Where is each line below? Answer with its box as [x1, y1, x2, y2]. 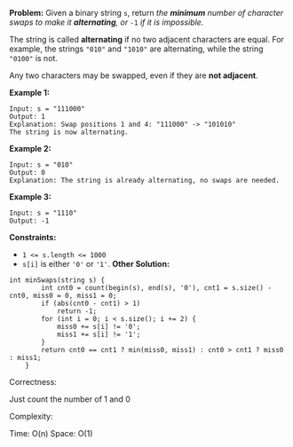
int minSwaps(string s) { [9, 276, 105, 285]
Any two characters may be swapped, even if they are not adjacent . [9, 70, 259, 81]
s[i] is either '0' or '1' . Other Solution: [21, 259, 170, 269]
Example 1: [9, 88, 51, 98]
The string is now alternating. [9, 128, 129, 137]
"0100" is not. [9, 53, 58, 63]
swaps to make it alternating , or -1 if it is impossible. [9, 17, 204, 27]
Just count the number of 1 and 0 [9, 394, 131, 404]
